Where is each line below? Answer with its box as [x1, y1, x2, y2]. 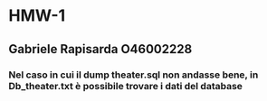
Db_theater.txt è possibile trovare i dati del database [8, 79, 243, 92]
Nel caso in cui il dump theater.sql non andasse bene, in [8, 69, 259, 81]
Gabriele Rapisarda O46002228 [8, 41, 193, 57]
